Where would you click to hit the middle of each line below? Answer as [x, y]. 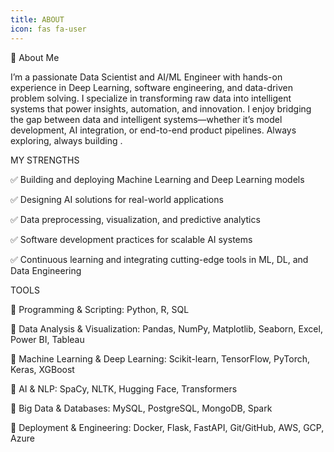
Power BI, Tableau [47, 339]
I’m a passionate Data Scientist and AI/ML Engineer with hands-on [146, 77]
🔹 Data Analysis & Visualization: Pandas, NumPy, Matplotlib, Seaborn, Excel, [166, 328]
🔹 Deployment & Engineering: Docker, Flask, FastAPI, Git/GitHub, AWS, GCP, [167, 427]
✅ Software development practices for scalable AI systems [131, 239]
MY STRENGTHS [45, 160]
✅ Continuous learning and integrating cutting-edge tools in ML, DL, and [159, 259]
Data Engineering [46, 270]
